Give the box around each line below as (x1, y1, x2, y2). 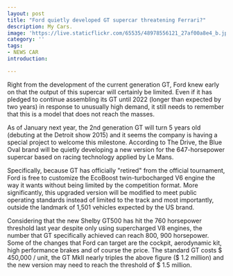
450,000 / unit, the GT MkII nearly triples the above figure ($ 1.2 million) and (7, 253, 224, 261)
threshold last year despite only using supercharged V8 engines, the (7, 223, 202, 232)
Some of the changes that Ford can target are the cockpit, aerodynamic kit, (7, 239, 222, 247)
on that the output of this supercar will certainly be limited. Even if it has (7, 87, 213, 96)
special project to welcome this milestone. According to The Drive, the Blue (7, 138, 223, 146)
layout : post (7, 10, 45, 17)
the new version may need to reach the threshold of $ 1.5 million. (7, 261, 192, 269)
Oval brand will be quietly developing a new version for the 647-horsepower (7, 145, 225, 153)
